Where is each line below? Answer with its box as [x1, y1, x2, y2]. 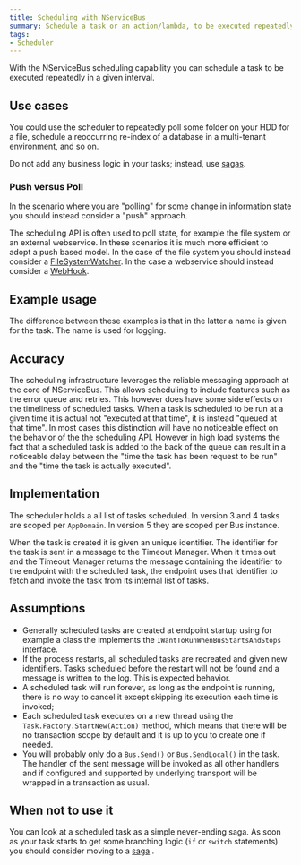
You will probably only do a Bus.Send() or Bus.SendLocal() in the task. [21, 749, 280, 759]
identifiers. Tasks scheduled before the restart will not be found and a [21, 663, 279, 673]
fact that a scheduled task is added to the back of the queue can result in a [9, 441, 287, 452]
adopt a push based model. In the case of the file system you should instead [9, 247, 291, 258]
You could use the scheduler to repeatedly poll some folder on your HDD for [9, 122, 290, 133]
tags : [9, 30, 30, 39]
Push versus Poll [9, 180, 83, 193]
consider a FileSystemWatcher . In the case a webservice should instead [9, 256, 275, 267]
